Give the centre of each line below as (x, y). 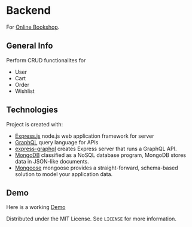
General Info (30, 46)
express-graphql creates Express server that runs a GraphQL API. (96, 149)
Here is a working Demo (36, 207)
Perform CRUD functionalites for (46, 60)
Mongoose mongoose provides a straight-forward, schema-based (96, 168)
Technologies (32, 110)
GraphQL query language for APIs (57, 142)
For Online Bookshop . (33, 27)
